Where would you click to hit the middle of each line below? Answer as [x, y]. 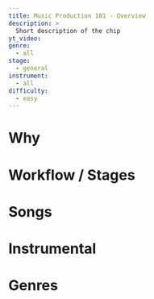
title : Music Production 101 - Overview [77, 16]
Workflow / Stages [72, 175]
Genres [33, 286]
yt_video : [25, 38]
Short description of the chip [68, 31]
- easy [27, 98]
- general [32, 69]
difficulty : [28, 91]
